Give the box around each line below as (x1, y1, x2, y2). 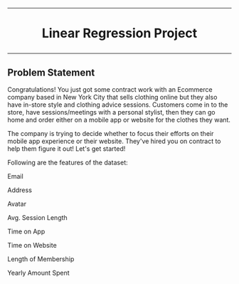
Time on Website (7, 241, 57, 249)
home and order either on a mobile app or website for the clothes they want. (7, 115, 231, 124)
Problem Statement (7, 66, 95, 78)
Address (7, 186, 32, 194)
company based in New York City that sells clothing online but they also (7, 93, 218, 101)
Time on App (7, 227, 46, 236)
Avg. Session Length (7, 214, 68, 221)
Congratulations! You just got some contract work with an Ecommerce (7, 85, 213, 93)
